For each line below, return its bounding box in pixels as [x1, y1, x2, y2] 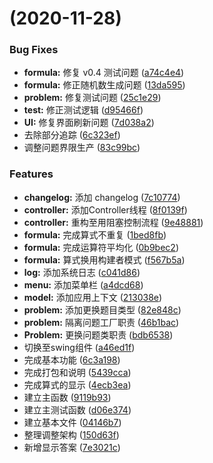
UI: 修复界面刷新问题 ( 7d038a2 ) [23, 117, 155, 129]
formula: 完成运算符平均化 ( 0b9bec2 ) [23, 241, 179, 253]
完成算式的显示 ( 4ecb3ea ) [23, 378, 132, 391]
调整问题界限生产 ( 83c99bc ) [23, 142, 141, 154]
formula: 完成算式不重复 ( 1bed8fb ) [23, 228, 167, 241]
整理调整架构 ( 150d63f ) [23, 428, 120, 441]
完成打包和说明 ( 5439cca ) [23, 366, 132, 378]
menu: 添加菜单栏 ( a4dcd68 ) [23, 278, 144, 291]
